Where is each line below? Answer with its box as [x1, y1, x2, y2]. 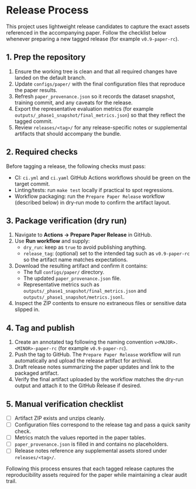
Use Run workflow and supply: [14, 238, 90, 245]
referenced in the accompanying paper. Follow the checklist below [6, 29, 167, 36]
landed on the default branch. [14, 74, 87, 81]
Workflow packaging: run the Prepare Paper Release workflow [14, 193, 165, 200]
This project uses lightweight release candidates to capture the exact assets [6, 23, 190, 30]
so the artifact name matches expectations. [23, 256, 128, 264]
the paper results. [14, 86, 57, 94]
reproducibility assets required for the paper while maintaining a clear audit [6, 471, 187, 478]
